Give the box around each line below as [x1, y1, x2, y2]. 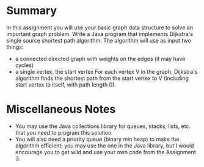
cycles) [15, 62, 34, 69]
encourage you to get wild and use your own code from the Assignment [15, 148, 197, 155]
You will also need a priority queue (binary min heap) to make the [15, 135, 180, 143]
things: [6, 43, 24, 51]
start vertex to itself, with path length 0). [15, 80, 116, 88]
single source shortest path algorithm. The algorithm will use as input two [6, 37, 191, 44]
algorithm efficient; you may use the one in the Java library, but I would [15, 141, 194, 149]
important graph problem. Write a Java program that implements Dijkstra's [6, 30, 194, 37]
